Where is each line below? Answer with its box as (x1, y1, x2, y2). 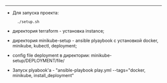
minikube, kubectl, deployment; (12, 43, 77, 48)
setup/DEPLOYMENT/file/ (12, 58, 65, 63)
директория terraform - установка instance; (12, 28, 104, 34)
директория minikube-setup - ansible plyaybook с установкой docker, (12, 38, 159, 43)
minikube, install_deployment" (12, 73, 74, 78)
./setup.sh (17, 19, 40, 24)
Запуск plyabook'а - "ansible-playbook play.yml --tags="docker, (12, 67, 146, 73)
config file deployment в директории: (12, 52, 90, 58)
